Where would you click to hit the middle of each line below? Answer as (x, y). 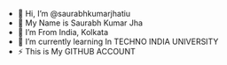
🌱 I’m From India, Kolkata (63, 32)
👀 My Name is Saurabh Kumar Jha (80, 23)
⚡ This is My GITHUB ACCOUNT (76, 51)
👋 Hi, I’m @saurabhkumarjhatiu (74, 14)
